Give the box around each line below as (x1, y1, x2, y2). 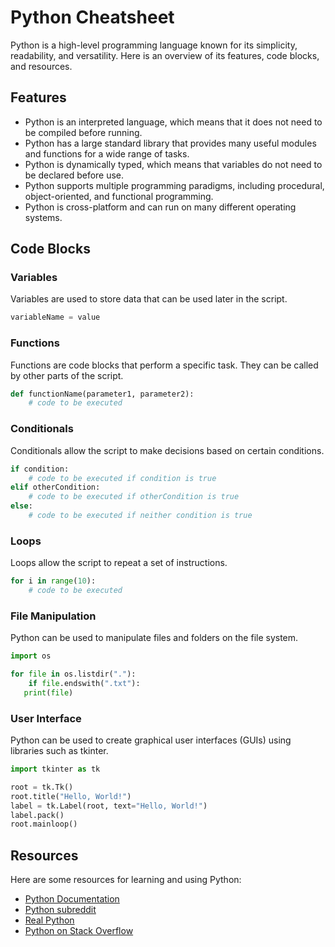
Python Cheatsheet (10, 6, 175, 29)
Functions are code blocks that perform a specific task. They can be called (10, 359, 319, 371)
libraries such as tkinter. (10, 745, 109, 757)
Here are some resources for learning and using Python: (10, 874, 242, 886)
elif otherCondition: (10, 482, 101, 493)
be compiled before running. (24, 126, 143, 138)
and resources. (10, 60, 73, 72)
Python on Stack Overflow (24, 925, 134, 937)
